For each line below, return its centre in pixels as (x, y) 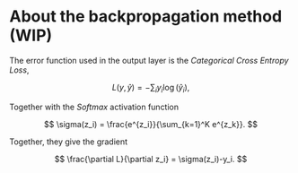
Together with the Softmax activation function (94, 107)
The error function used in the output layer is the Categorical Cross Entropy (149, 60)
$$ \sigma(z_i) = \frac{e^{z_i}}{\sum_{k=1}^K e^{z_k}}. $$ (151, 124)
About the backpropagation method (146, 17)
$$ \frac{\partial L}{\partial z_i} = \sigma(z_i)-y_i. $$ (151, 159)
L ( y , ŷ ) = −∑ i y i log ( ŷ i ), (151, 88)
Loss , (19, 70)
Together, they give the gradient (69, 142)
